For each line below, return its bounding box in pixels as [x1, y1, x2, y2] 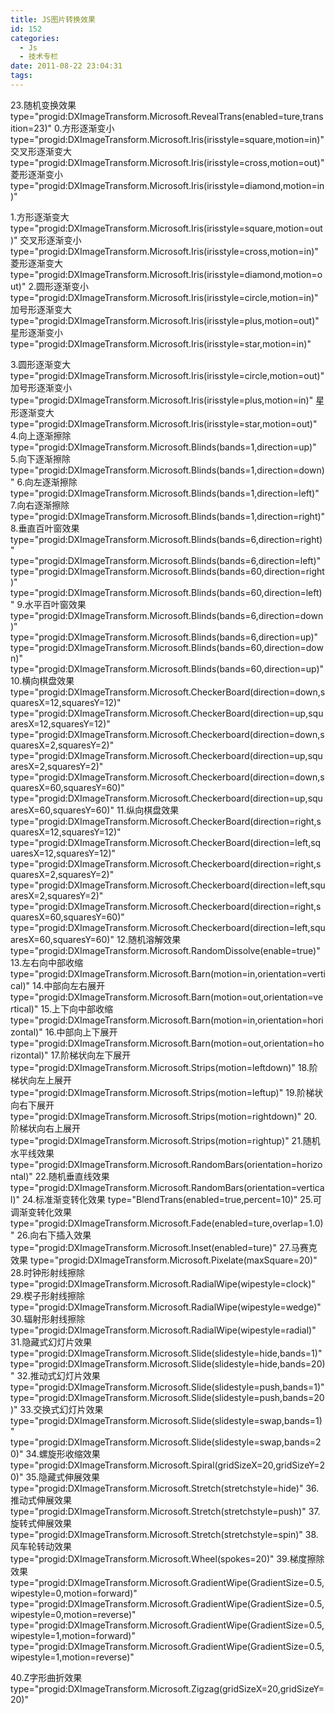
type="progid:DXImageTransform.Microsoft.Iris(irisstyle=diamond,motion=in [10, 179, 325, 191]
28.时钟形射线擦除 [10, 1266, 85, 1278]
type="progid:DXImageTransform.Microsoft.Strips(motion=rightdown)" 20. [10, 1110, 318, 1122]
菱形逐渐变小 [10, 168, 63, 180]
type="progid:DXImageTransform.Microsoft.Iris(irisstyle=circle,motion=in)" [10, 291, 319, 303]
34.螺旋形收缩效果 [25, 1447, 101, 1460]
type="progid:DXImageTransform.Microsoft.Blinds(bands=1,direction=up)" [10, 441, 317, 453]
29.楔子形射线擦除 [10, 1289, 85, 1301]
